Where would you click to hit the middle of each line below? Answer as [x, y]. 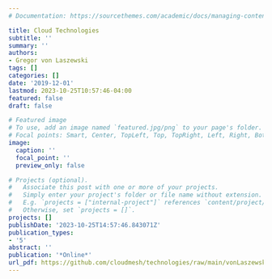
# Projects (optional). [49, 180]
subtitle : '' [30, 38]
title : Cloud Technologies [54, 30]
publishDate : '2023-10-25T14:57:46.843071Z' [85, 225]
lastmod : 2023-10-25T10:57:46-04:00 [70, 91]
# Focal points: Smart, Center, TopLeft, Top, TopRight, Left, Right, [130, 135]
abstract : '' [30, 247]
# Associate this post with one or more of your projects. [114, 188]
